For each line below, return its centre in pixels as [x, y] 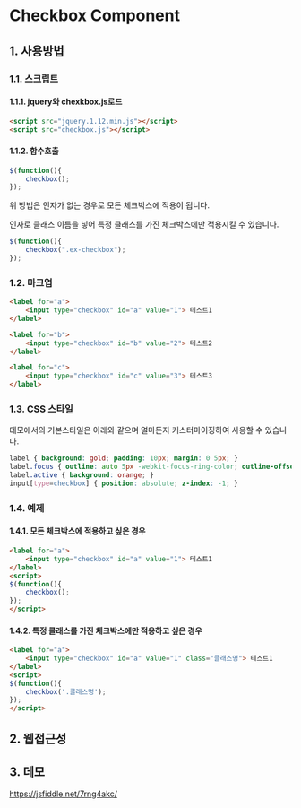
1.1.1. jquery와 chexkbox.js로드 [66, 102]
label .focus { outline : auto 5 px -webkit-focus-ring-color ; [124, 467]
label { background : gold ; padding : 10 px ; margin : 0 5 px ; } [124, 458]
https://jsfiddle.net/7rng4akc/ [64, 794]
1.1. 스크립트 [34, 79]
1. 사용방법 [37, 51]
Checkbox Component [95, 16]
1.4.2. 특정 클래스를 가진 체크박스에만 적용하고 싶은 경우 [106, 630]
